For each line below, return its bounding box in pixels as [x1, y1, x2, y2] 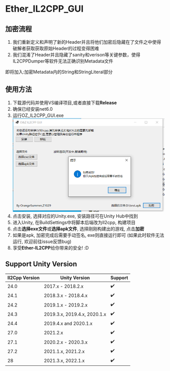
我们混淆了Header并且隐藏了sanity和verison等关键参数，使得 [12, 52, 141, 57]
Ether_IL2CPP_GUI [5, 3, 84, 15]
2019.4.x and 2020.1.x [44, 321, 93, 327]
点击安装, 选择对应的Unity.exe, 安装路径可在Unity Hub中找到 [12, 213, 138, 219]
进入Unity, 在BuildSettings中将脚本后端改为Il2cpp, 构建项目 [12, 219, 136, 225]
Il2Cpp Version [7, 275, 40, 281]
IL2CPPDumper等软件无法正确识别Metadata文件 [12, 58, 114, 64]
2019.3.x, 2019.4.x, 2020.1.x [44, 311, 106, 317]
